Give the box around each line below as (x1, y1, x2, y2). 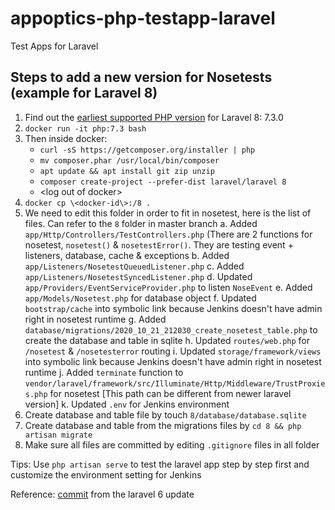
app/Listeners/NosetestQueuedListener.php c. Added (24, 260, 245, 272)
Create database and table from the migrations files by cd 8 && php (24, 419, 302, 431)
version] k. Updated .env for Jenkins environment (24, 398, 230, 410)
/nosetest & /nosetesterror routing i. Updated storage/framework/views (24, 345, 322, 357)
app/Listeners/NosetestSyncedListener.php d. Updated (24, 270, 253, 282)
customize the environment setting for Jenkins (10, 468, 202, 481)
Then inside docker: (24, 132, 108, 144)
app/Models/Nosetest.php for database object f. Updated (24, 292, 257, 304)
